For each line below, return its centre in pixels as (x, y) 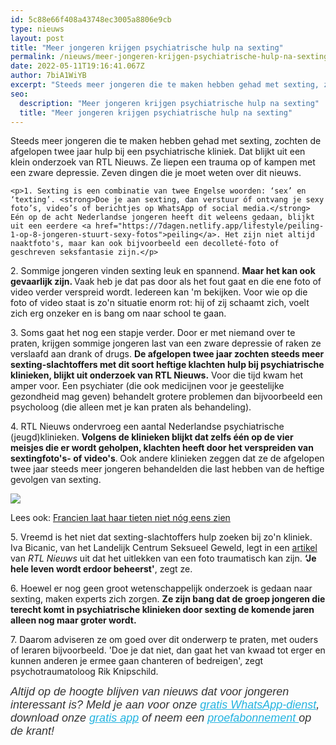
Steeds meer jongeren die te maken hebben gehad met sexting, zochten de (166, 141)
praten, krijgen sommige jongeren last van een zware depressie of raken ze (166, 343)
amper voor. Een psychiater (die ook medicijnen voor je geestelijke (147, 386)
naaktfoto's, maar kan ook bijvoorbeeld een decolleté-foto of (145, 244)
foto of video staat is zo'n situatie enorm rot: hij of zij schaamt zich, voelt (160, 303)
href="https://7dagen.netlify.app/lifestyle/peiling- (210, 226)
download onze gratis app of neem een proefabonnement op (161, 718)
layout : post (37, 38)
